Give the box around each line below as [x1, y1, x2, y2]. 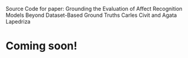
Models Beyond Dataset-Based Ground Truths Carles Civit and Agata [5, 11, 177, 19]
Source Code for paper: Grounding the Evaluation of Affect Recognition [5, 5, 183, 12]
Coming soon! [5, 39, 78, 53]
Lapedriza [5, 18, 31, 25]
